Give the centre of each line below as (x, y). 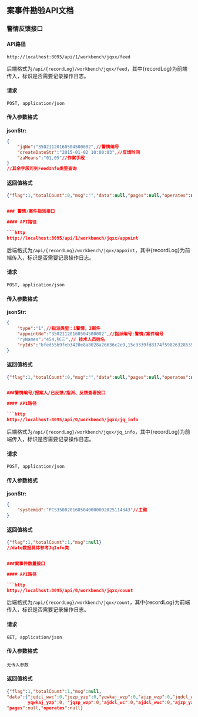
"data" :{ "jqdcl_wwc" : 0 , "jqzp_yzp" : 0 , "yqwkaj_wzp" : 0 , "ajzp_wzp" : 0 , (90, 697)
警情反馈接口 (25, 29)
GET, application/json (34, 637)
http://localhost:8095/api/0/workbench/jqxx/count (70, 590)
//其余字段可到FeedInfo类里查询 (42, 169)
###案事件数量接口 (26, 564)
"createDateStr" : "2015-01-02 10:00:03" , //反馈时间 (79, 152)
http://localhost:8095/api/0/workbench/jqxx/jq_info (73, 420)
